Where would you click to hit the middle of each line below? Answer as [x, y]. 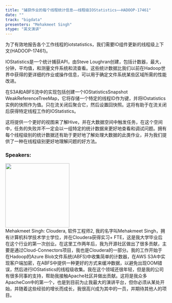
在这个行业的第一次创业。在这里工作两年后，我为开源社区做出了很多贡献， [84, 244]
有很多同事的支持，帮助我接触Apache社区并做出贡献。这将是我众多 [76, 276]
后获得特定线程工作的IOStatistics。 [42, 111]
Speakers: [18, 155]
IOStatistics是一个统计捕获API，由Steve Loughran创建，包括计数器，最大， [84, 62]
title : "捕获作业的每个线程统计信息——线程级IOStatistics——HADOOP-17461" [78, 10]
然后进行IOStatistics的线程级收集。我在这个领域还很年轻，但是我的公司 [89, 270]
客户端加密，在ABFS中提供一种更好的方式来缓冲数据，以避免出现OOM [84, 263]
